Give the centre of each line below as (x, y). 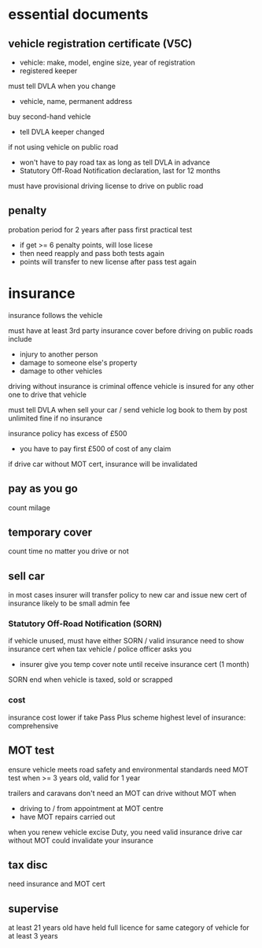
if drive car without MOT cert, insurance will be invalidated (103, 464)
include (20, 339)
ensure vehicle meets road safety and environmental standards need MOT (129, 769)
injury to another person (59, 354)
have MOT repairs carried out (67, 817)
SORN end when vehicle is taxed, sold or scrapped (90, 680)
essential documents (78, 15)
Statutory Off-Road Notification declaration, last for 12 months (120, 170)
